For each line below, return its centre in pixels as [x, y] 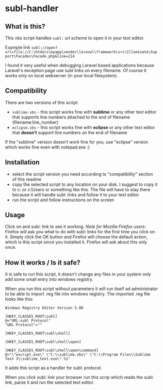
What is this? [25, 26]
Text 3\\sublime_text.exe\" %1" [38, 359]
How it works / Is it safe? [43, 262]
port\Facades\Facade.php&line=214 [40, 56]
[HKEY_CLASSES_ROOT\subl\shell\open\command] [52, 350]
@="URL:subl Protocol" [28, 321]
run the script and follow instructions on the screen [63, 200]
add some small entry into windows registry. [49, 279]
